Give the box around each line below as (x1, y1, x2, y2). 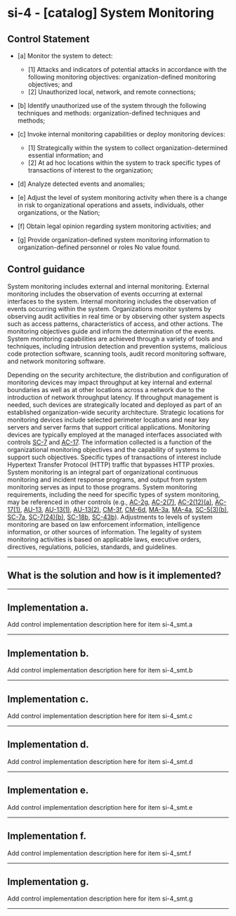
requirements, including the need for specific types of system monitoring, (7, 490, 221, 498)
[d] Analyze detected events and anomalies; (17, 180, 145, 188)
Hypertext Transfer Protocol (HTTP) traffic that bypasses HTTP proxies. (7, 460, 215, 469)
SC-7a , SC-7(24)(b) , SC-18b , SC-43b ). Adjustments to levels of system (7, 513, 213, 521)
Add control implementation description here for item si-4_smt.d (7, 757, 193, 765)
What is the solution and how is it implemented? (7, 570, 221, 582)
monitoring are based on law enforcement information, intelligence (7, 520, 200, 529)
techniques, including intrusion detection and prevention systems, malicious (7, 341, 228, 350)
